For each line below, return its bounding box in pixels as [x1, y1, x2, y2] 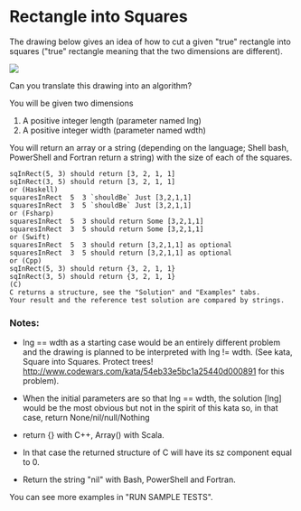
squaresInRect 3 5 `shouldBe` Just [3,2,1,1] [9, 200, 193, 209]
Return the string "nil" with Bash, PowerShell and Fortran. [22, 474, 237, 485]
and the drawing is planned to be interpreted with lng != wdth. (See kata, [22, 347, 293, 358]
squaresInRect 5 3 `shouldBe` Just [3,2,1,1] [9, 192, 193, 202]
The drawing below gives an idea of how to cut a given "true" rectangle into [9, 36, 291, 47]
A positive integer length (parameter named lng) [22, 115, 202, 125]
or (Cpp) [9, 255, 42, 265]
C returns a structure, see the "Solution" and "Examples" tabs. [9, 287, 260, 297]
